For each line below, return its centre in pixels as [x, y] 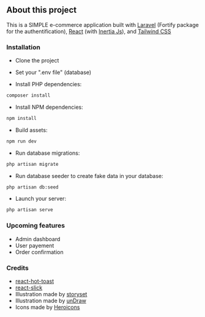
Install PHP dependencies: [48, 84]
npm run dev [21, 141]
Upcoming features [36, 226]
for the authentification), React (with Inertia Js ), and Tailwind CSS [89, 31]
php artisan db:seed [33, 187]
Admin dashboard [38, 239]
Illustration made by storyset [51, 294]
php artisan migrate [33, 164]
